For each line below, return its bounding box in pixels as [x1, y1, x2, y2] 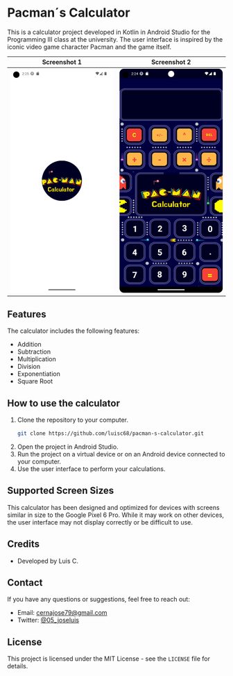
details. [7, 662, 28, 670]
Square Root [17, 377, 53, 386]
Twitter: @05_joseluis [17, 616, 80, 625]
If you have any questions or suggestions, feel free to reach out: [7, 595, 191, 604]
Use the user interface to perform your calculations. [17, 465, 166, 473]
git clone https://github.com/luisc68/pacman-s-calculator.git [17, 430, 205, 437]
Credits [7, 538, 40, 550]
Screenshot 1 [42, 58, 82, 67]
